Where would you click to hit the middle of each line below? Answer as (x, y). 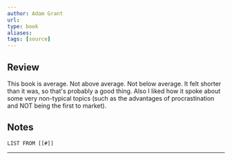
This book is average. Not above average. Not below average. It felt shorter (114, 83)
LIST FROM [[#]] (30, 143)
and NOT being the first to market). (57, 106)
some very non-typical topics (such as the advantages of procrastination (111, 98)
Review (23, 67)
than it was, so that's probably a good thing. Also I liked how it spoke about (114, 91)
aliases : (20, 33)
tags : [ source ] (29, 39)
